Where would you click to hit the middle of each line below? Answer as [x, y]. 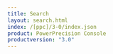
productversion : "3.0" [41, 40]
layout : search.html [38, 20]
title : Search [28, 14]
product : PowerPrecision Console [57, 33]
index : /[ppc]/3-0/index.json [52, 27]
